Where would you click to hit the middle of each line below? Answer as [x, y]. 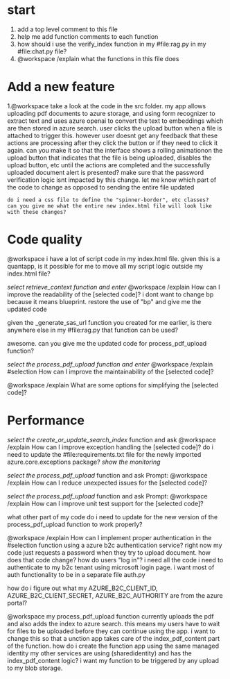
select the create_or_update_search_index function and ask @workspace [112, 439]
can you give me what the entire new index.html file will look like [110, 206]
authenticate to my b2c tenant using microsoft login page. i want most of [111, 567]
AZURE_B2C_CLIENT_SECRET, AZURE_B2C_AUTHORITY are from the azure [115, 595]
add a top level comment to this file [67, 29]
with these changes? [37, 212]
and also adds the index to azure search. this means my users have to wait [114, 623]
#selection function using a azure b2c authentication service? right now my [115, 545]
